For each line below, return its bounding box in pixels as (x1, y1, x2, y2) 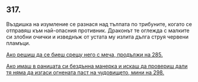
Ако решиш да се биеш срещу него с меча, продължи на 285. (6, 51, 163, 58)
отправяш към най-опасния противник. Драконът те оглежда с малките (6, 27, 190, 34)
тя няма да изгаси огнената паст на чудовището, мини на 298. (6, 68, 165, 76)
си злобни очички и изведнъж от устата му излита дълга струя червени (6, 33, 189, 40)
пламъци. (6, 39, 31, 46)
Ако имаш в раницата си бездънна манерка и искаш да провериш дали (6, 62, 188, 70)
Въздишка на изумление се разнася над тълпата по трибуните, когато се (6, 20, 193, 27)
